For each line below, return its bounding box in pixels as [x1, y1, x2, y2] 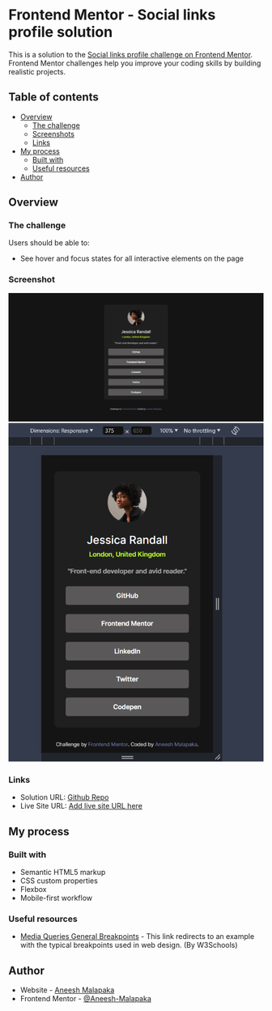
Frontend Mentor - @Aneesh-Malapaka [19, 994, 152, 1004]
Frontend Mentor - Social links [8, 6, 216, 24]
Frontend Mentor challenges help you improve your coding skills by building [8, 58, 261, 68]
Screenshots [32, 129, 75, 138]
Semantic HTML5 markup [19, 868, 106, 877]
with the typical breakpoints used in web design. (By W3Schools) [19, 941, 238, 950]
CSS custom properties [19, 876, 99, 886]
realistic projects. [8, 66, 66, 76]
